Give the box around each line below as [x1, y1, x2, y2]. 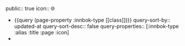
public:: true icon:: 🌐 [5, 5, 55, 12]
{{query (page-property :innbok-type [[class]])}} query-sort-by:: [14, 17, 171, 23]
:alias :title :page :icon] [14, 29, 70, 36]
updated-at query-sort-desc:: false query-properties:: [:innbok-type [14, 23, 179, 30]
